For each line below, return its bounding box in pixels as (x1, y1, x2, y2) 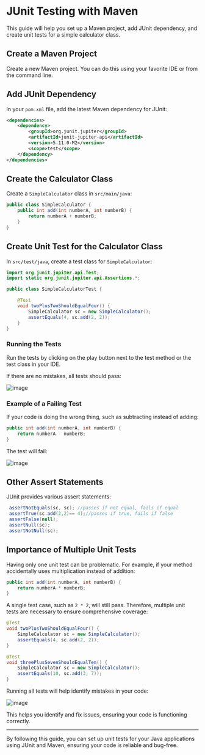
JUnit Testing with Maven (6, 4, 138, 18)
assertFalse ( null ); (9, 516, 59, 523)
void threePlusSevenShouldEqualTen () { (6, 659, 108, 665)
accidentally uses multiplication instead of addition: (6, 567, 135, 575)
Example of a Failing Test (6, 399, 82, 407)
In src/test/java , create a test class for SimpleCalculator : (6, 258, 153, 265)
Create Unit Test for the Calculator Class (6, 241, 163, 252)
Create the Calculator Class (6, 173, 113, 184)
